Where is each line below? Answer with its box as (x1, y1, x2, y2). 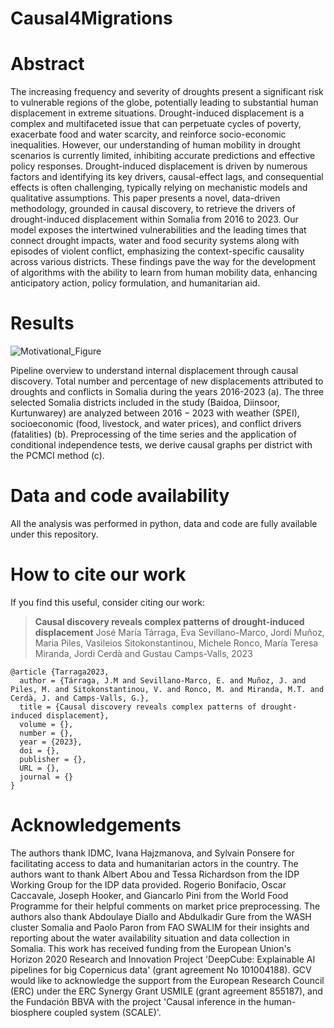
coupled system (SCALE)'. (53, 1006, 162, 1018)
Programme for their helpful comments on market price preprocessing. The (10, 900, 321, 912)
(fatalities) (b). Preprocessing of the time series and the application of (10, 428, 297, 441)
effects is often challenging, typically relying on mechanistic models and (10, 182, 308, 194)
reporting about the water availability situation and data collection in (10, 932, 290, 944)
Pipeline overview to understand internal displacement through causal (10, 365, 299, 377)
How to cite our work (10, 563, 187, 586)
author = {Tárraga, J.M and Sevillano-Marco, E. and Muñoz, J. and (19, 675, 307, 686)
